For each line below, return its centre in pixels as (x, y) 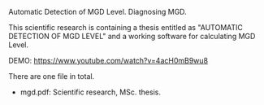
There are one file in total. (52, 76)
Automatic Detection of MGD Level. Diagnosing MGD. (97, 12)
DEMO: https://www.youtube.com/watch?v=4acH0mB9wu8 (108, 61)
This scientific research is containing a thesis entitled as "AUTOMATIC (126, 27)
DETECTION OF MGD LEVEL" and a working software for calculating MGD (132, 36)
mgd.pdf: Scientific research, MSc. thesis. (90, 92)
